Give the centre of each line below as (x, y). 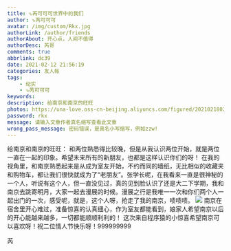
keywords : (21, 97)
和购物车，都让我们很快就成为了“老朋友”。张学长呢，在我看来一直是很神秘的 (115, 175)
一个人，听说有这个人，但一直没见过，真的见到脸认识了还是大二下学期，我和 (115, 184)
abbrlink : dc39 (29, 58)
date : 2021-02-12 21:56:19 (46, 65)
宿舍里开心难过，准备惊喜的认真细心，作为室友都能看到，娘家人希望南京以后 (115, 209)
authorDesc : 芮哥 (31, 45)
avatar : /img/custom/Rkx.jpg (49, 26)
